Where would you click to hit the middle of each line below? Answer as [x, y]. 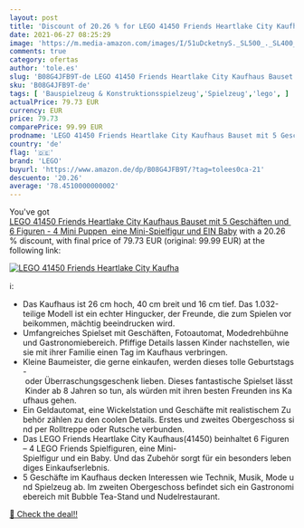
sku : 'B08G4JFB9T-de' [50, 85]
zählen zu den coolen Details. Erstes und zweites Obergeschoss [166, 420]
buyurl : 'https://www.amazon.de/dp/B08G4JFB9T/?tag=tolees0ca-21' [137, 169]
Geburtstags [271, 362]
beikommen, [46, 323]
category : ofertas [44, 60]
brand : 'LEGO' [36, 161]
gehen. [64, 400]
